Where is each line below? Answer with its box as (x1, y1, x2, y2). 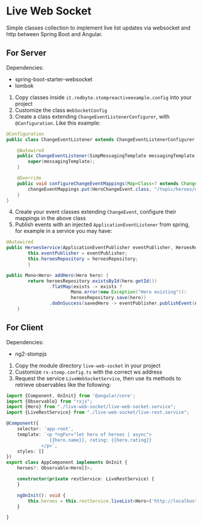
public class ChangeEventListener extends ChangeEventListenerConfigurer (6, 137, 195, 143)
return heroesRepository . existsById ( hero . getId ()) (28, 278, 158, 284)
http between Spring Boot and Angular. (6, 30, 103, 37)
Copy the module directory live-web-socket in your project (14, 362, 161, 369)
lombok (14, 82, 34, 89)
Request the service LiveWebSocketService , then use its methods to (14, 374, 182, 382)
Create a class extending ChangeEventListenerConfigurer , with (14, 113, 170, 120)
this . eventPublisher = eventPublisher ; (28, 250, 128, 256)
